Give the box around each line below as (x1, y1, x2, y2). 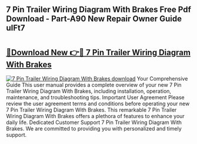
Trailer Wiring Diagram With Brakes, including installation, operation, (6, 88, 172, 95)
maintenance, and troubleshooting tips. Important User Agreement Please (6, 94, 185, 101)
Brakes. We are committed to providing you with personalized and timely (6, 125, 182, 132)
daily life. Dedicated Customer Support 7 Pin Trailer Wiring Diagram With (6, 119, 182, 126)
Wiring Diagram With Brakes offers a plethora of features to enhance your (6, 113, 185, 119)
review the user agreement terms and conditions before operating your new (6, 100, 190, 107)
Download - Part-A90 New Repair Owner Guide (6, 14, 182, 24)
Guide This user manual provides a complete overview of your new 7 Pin (6, 82, 182, 88)
